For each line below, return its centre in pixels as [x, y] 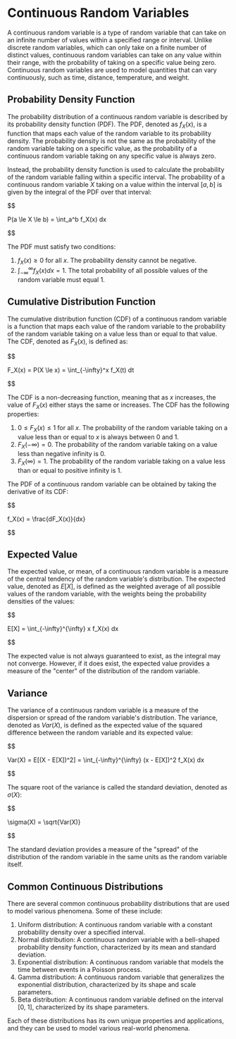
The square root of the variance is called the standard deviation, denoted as [117, 787]
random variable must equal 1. [61, 279]
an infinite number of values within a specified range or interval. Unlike [110, 39]
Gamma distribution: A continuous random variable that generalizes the [121, 977]
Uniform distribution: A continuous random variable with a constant [115, 925]
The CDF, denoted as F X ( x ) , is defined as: [68, 342]
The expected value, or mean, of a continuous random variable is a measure [118, 572]
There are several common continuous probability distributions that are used [118, 904]
